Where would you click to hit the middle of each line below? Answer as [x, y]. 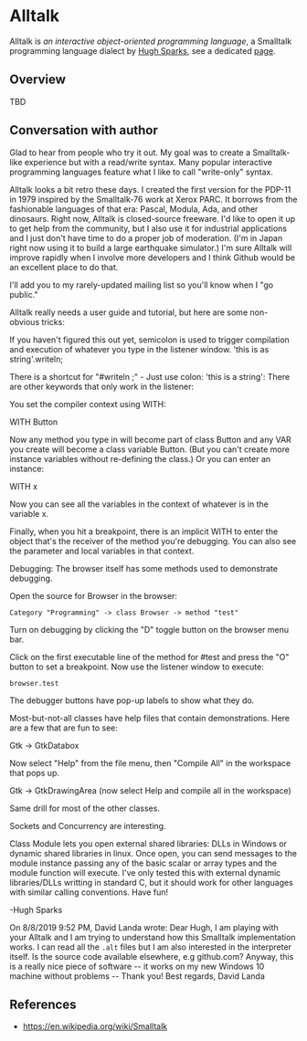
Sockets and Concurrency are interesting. [88, 825]
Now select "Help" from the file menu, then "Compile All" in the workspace [150, 762]
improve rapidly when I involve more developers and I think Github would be [153, 258]
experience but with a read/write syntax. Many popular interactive [148, 162]
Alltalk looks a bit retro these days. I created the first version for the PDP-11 [150, 189]
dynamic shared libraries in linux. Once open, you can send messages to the [153, 853]
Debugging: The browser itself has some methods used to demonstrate [144, 568]
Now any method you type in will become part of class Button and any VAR [151, 439]
